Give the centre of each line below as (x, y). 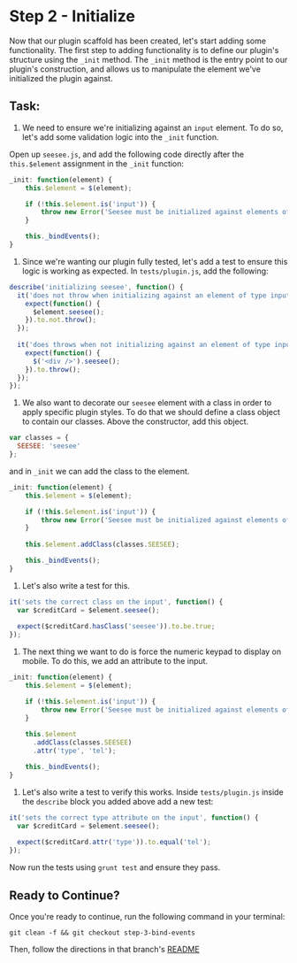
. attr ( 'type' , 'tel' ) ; (74, 751)
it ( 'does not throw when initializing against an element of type (142, 295)
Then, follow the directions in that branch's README (105, 949)
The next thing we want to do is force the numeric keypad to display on (152, 651)
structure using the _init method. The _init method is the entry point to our (148, 59)
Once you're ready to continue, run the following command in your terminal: (147, 916)
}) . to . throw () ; (53, 369)
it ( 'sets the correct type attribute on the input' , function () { (134, 817)
